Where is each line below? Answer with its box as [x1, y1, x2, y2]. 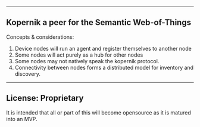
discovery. [14, 70, 40, 78]
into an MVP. [6, 115, 37, 122]
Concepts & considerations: [6, 33, 74, 41]
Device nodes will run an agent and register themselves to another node [14, 45, 192, 52]
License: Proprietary [6, 93, 84, 103]
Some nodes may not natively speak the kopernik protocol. [14, 57, 160, 64]
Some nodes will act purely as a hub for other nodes [14, 51, 143, 58]
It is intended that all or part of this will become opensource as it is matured [6, 109, 192, 116]
